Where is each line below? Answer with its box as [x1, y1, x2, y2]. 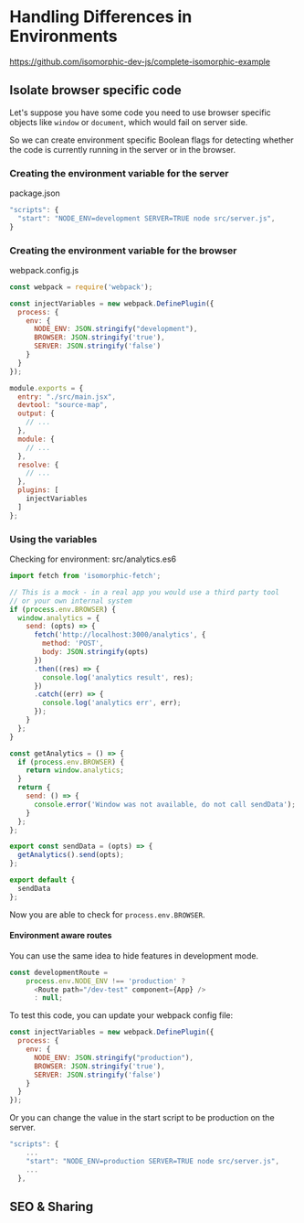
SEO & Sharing [9, 1198, 94, 1214]
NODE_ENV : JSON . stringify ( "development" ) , [33, 325, 198, 334]
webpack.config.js [9, 264, 79, 275]
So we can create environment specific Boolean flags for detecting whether [9, 134, 294, 145]
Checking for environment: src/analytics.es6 [9, 553, 176, 564]
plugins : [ [17, 486, 59, 495]
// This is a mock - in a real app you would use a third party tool [9, 587, 280, 596]
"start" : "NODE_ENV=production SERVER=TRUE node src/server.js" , [26, 1156, 280, 1165]
